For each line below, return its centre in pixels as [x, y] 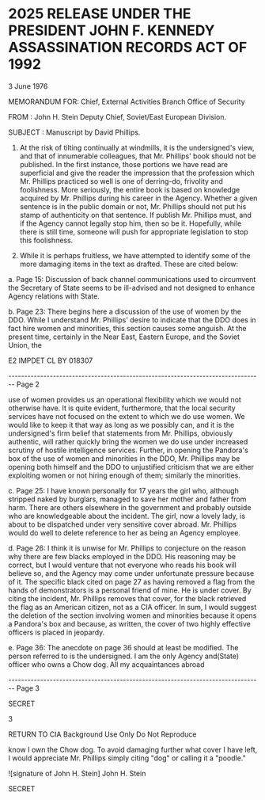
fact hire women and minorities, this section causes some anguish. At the [127, 328]
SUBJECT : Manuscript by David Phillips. [74, 132]
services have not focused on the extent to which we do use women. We [127, 416]
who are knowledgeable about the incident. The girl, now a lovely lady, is [127, 516]
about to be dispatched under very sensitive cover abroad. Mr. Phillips [123, 524]
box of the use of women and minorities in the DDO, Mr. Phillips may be [124, 458]
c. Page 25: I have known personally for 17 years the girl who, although [123, 490]
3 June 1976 [28, 86]
